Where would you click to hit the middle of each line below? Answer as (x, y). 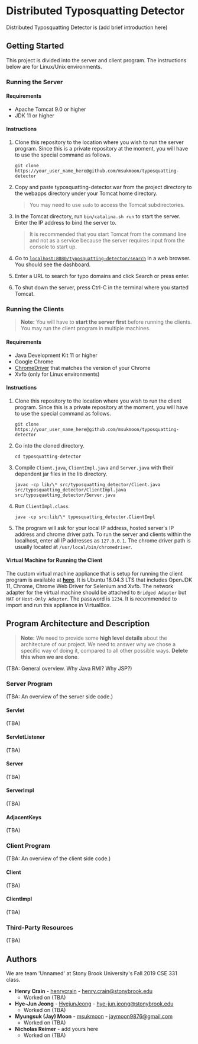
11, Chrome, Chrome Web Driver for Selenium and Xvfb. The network (90, 586)
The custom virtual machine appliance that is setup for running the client (95, 573)
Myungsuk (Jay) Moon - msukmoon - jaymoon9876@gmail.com (94, 1016)
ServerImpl (20, 790)
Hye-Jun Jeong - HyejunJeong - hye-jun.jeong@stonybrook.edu (94, 1004)
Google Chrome (34, 361)
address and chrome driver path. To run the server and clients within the (103, 534)
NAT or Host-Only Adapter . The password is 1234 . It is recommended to (92, 598)
